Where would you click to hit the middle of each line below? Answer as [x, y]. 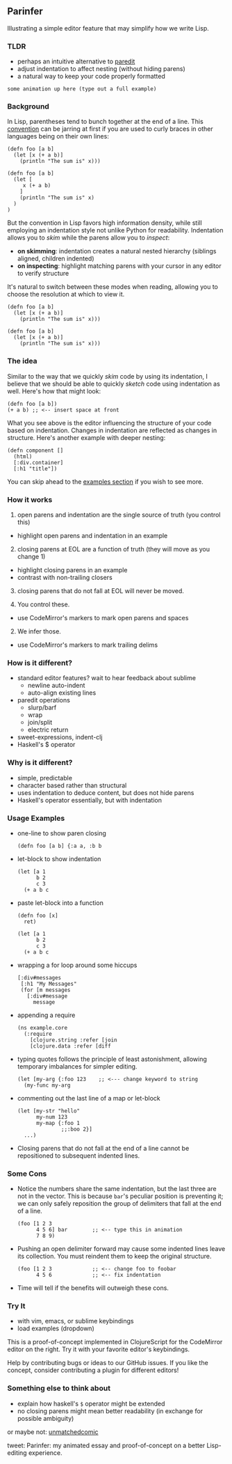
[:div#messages [39, 977]
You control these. [43, 604]
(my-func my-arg [47, 1085]
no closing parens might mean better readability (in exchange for [110, 1411]
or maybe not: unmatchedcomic [53, 1432]
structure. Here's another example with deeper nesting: [86, 437]
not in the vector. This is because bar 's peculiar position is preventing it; [120, 1196]
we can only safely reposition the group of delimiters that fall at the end [119, 1204]
